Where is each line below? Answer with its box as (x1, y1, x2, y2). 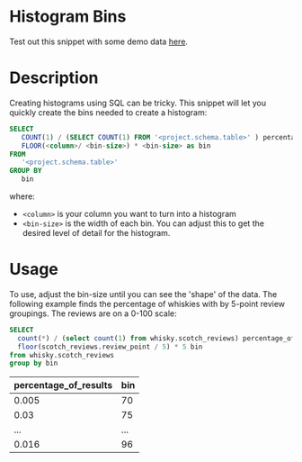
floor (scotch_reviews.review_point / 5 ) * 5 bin (17, 342, 203, 351)
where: (9, 191, 36, 202)
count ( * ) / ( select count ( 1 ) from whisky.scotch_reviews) (17, 333, 240, 343)
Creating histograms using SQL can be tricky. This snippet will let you (9, 97, 267, 108)
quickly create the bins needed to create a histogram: (9, 106, 208, 118)
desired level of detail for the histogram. (22, 228, 171, 238)
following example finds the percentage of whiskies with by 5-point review (9, 298, 286, 309)
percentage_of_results (13, 379, 113, 392)
